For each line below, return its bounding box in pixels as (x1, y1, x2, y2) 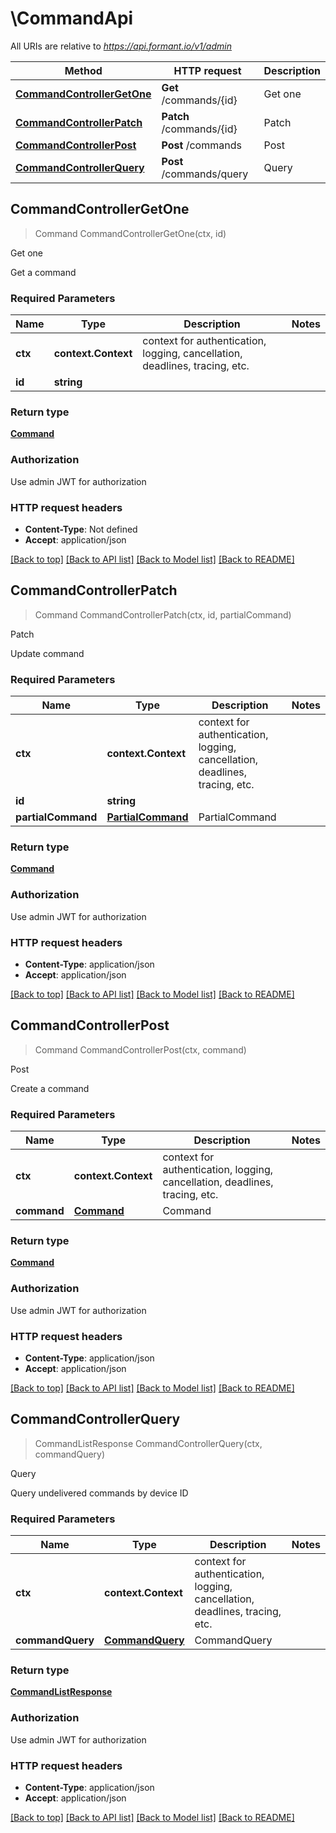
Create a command (10, 1082, 90, 1094)
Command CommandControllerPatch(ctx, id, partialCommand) (34, 608, 292, 621)
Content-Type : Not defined (24, 523, 138, 535)
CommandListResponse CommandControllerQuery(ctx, (34, 1437, 263, 1449)
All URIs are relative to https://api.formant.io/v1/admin (10, 40, 232, 52)
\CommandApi (10, 7, 134, 30)
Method (64, 63, 103, 77)
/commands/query (161, 167, 249, 181)
